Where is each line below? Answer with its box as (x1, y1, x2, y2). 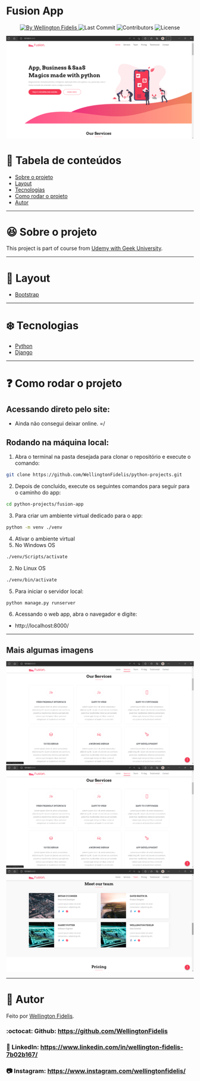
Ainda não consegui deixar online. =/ (14, 420, 105, 427)
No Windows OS (14, 541, 55, 548)
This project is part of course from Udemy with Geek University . (6, 245, 163, 252)
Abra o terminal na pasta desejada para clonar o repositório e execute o (14, 453, 191, 461)
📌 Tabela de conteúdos (6, 153, 122, 167)
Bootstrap (14, 291, 39, 298)
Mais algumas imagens (6, 645, 94, 655)
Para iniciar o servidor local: (14, 588, 84, 595)
